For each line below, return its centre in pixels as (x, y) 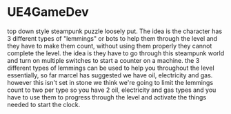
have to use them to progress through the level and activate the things (107, 97)
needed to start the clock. (44, 104)
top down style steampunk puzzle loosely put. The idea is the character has (115, 31)
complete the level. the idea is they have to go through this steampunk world (116, 53)
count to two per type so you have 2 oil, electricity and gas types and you (112, 90)
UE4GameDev (48, 12)
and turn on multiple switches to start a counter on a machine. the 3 (103, 60)
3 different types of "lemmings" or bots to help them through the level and (112, 38)
